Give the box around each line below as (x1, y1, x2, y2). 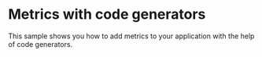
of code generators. (8, 39, 73, 48)
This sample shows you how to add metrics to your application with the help (8, 31, 255, 41)
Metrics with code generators (8, 5, 206, 23)
